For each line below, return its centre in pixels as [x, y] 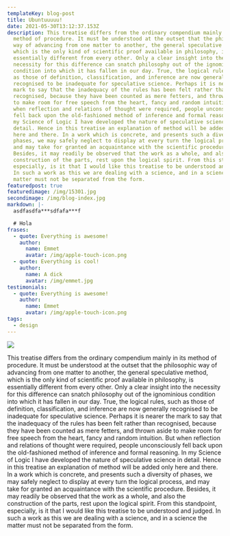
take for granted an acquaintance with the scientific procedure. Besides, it [112, 489]
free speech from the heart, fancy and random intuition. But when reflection [114, 438]
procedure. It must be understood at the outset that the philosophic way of [112, 365]
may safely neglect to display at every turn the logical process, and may [108, 481]
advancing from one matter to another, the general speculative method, [108, 372]
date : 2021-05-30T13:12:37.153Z [53, 26]
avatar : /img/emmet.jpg [59, 281]
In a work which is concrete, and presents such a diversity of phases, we [110, 474]
